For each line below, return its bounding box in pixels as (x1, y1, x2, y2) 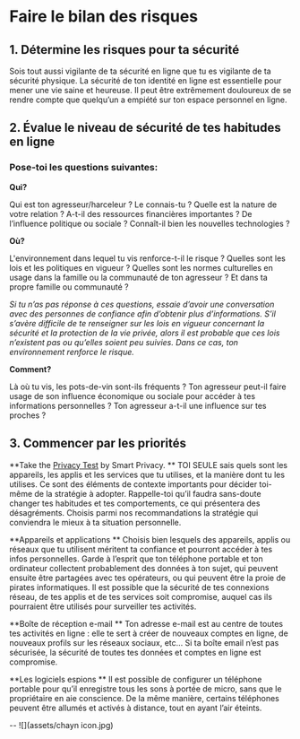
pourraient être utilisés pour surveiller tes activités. (9, 601, 197, 612)
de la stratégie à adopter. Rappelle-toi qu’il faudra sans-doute (34, 488, 261, 499)
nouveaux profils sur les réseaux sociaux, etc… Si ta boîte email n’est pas (9, 637, 279, 648)
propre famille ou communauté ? (9, 281, 129, 292)
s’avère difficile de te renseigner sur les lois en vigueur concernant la (9, 317, 265, 328)
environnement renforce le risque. (9, 346, 134, 357)
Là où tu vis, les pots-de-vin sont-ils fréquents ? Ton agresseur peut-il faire (9, 381, 287, 392)
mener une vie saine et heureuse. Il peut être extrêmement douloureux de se (9, 85, 292, 95)
